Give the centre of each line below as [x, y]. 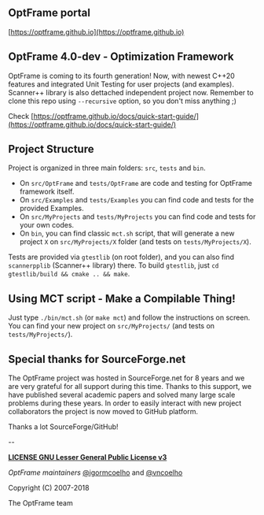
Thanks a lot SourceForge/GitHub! [64, 427]
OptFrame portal [49, 13]
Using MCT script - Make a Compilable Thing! [122, 298]
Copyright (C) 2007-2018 [49, 488]
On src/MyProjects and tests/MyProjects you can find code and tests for [137, 217]
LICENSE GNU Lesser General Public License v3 [88, 458]
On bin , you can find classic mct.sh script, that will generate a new [127, 233]
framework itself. [47, 191]
